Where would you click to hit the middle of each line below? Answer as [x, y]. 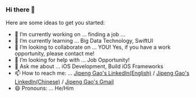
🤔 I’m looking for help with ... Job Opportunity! [72, 60]
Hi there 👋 [21, 10]
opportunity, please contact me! [54, 54]
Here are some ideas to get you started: [56, 23]
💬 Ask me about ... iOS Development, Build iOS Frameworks [89, 66]
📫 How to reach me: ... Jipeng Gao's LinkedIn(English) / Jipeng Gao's [102, 73]
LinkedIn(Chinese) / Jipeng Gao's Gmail [64, 82]
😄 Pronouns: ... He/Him [44, 88]
